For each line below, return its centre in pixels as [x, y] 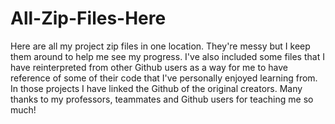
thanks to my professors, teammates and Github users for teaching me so [162, 99]
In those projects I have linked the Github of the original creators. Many [156, 88]
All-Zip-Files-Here [88, 18]
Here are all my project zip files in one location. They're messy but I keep [160, 46]
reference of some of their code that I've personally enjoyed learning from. [164, 78]
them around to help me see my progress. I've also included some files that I [167, 56]
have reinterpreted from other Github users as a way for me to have [149, 67]
